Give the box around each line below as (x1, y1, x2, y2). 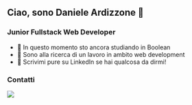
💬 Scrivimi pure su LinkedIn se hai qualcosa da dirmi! (16, 58, 167, 66)
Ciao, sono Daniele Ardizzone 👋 (7, 7, 144, 19)
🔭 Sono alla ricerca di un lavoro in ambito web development (16, 50, 185, 58)
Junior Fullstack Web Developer (7, 27, 116, 37)
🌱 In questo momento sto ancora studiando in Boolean (16, 43, 171, 51)
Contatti (7, 75, 36, 84)
